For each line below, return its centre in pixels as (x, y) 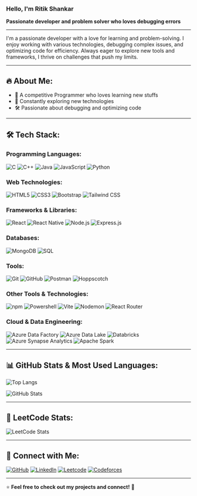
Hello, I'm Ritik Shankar (40, 9)
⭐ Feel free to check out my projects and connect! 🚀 (70, 487)
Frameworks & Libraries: (42, 210)
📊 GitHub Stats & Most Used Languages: (82, 365)
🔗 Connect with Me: (43, 456)
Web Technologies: (34, 182)
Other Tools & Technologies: (47, 293)
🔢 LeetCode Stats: (40, 418)
